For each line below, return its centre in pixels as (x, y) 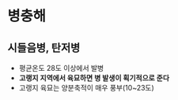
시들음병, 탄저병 (44, 48)
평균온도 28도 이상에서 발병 (61, 68)
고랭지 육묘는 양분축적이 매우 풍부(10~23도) (87, 88)
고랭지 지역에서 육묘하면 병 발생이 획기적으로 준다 (94, 78)
